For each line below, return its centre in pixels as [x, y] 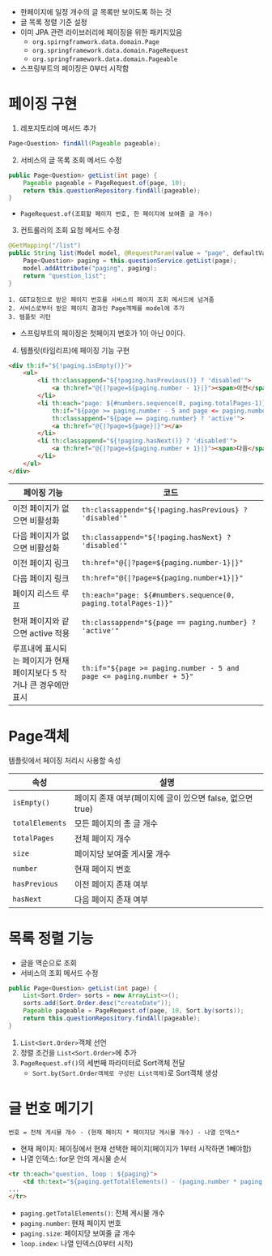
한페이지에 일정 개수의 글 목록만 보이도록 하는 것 [96, 12]
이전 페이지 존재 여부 [111, 884]
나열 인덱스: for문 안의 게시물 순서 [73, 1159]
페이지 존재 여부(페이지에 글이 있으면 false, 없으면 [164, 798]
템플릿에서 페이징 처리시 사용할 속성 [65, 760]
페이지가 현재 [46, 660]
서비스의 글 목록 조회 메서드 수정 [71, 160]
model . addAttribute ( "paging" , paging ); [90, 268]
